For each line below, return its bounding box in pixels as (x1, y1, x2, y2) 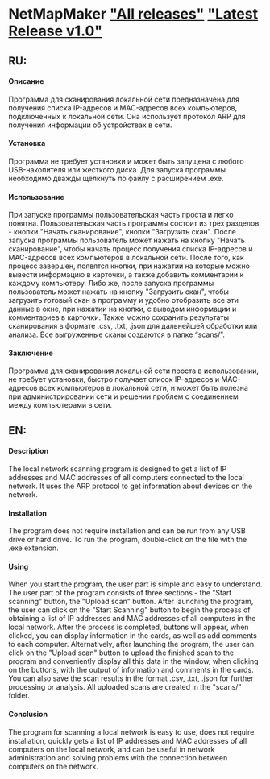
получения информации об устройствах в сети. (8, 120, 172, 130)
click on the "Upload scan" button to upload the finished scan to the (8, 648, 235, 657)
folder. (8, 690, 30, 701)
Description (8, 446, 49, 456)
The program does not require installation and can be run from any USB (8, 526, 246, 536)
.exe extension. (8, 543, 59, 553)
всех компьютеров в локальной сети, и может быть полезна (39, 383, 248, 393)
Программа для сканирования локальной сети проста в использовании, (8, 366, 260, 375)
